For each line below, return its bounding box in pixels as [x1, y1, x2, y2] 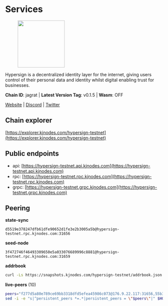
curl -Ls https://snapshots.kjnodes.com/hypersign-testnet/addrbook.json [5, 272, 162, 278]
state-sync [5, 217, 29, 223]
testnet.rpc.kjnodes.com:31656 [5, 231, 70, 236]
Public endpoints [5, 149, 59, 158]
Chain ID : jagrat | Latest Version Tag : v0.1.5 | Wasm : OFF [5, 92, 123, 98]
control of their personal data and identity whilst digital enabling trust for [5, 77, 154, 83]
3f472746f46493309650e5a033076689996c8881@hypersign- [5, 250, 120, 255]
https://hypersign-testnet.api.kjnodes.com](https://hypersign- [22, 163, 151, 169]
